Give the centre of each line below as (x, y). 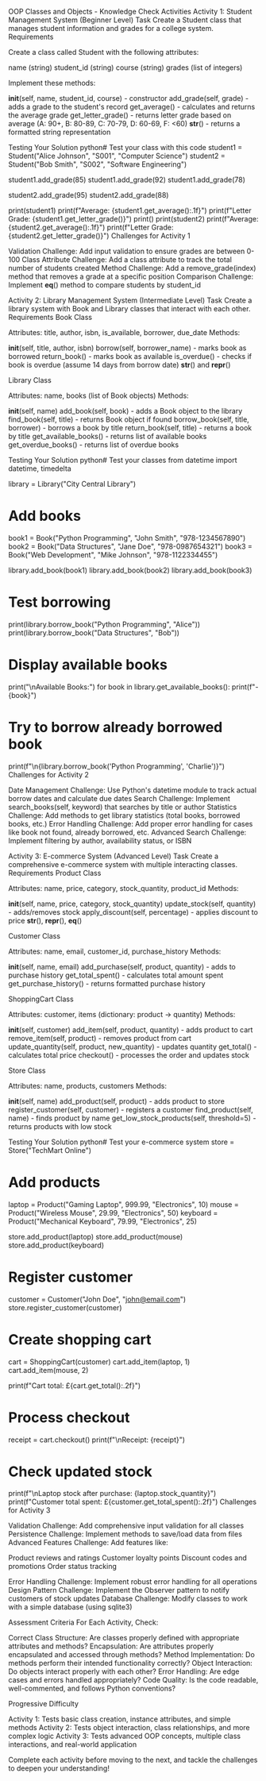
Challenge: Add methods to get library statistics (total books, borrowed (124, 815)
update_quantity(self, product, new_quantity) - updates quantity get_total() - (133, 1047)
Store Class (27, 1070)
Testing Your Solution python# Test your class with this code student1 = (125, 147)
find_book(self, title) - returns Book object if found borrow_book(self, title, (129, 419)
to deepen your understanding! (59, 1768)
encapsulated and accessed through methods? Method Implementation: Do (132, 1655)
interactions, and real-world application (73, 1744)
